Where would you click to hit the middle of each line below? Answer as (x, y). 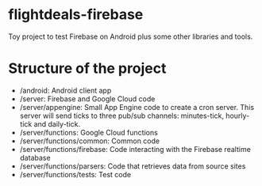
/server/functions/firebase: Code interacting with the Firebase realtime (135, 149)
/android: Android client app (65, 90)
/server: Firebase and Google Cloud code (87, 99)
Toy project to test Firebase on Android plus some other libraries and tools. (131, 36)
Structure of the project (87, 68)
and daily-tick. (57, 123)
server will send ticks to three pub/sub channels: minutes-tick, (122, 116)
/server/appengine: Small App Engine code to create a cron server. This (137, 107)
